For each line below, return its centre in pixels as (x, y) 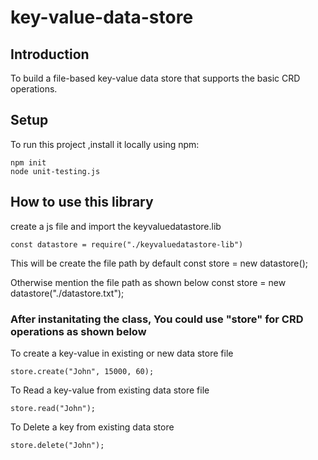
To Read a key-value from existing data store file (110, 390)
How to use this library (82, 202)
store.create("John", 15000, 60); (82, 371)
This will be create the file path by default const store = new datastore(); (159, 263)
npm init (28, 162)
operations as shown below (78, 331)
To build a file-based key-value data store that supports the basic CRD (155, 78)
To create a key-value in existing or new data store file (122, 353)
